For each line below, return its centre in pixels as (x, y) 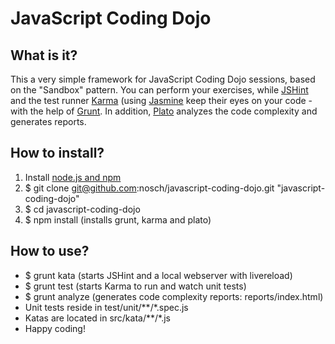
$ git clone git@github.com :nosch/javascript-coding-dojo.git (149, 188)
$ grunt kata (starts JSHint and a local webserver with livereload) (158, 275)
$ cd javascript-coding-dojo (82, 209)
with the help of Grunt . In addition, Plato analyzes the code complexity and (164, 111)
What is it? (44, 55)
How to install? (57, 153)
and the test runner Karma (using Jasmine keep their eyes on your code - (161, 100)
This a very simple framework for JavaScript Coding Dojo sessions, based (163, 79)
